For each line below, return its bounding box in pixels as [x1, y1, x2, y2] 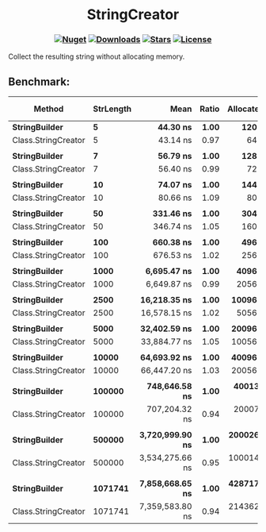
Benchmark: [8, 75, 70, 88]
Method [33, 103, 64, 114]
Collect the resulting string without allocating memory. [8, 52, 185, 61]
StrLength [93, 103, 132, 114]
